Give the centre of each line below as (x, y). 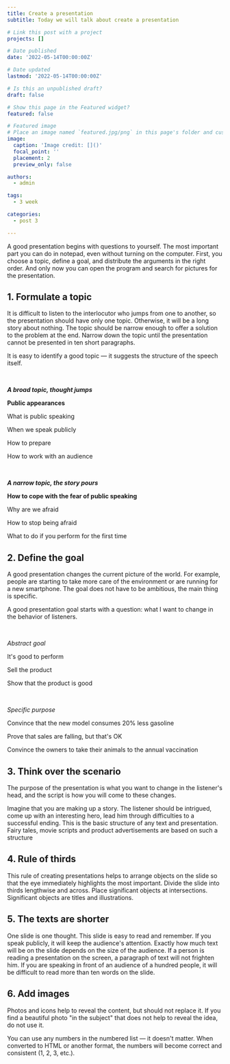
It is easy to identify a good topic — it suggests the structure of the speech (113, 356)
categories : (24, 214)
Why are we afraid (33, 509)
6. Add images (38, 994)
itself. (15, 363)
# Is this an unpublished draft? (55, 89)
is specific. (22, 596)
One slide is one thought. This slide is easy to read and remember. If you (109, 936)
